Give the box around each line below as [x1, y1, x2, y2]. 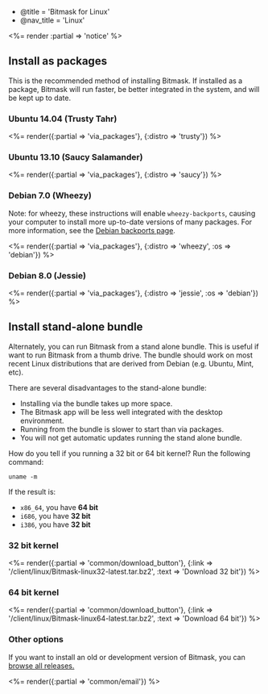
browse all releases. [8, 661, 75, 671]
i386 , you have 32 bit [19, 520, 91, 529]
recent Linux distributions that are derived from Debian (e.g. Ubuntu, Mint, [8, 358, 254, 368]
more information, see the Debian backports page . [8, 225, 175, 235]
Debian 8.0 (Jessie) [8, 270, 87, 281]
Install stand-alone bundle [8, 320, 143, 334]
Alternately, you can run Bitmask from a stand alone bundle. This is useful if [8, 341, 259, 351]
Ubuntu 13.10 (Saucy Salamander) [8, 152, 143, 163]
